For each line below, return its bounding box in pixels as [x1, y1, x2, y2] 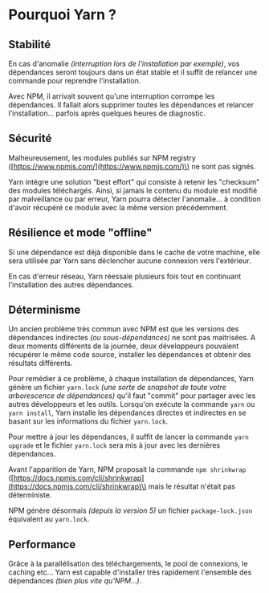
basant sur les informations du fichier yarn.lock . [8, 416, 169, 426]
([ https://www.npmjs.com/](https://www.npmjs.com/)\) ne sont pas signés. [8, 161, 256, 171]
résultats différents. [8, 359, 73, 368]
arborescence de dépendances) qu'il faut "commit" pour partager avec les [8, 391, 256, 400]
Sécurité [8, 132, 52, 145]
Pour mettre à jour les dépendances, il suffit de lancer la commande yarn [8, 432, 249, 442]
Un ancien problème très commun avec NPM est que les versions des [8, 324, 239, 334]
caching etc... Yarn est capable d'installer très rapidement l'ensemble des [8, 567, 252, 577]
